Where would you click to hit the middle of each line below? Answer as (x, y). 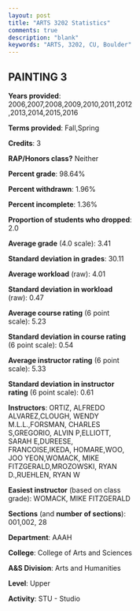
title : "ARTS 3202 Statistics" (59, 23)
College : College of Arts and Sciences (70, 553)
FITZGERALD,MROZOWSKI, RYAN (63, 466)
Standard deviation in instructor (61, 384)
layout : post (29, 15)
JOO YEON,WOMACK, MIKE (54, 458)
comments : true (33, 30)
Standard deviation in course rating (67, 336)
